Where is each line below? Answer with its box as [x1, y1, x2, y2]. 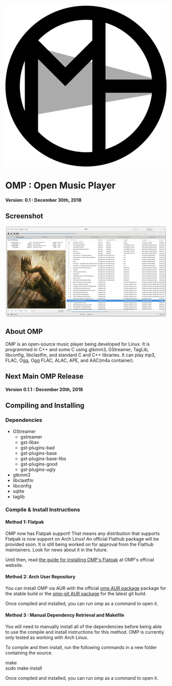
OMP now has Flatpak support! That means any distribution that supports [5, 530, 160, 537]
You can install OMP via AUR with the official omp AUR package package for [5, 585, 166, 591]
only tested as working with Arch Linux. [5, 634, 89, 640]
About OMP [5, 327, 43, 336]
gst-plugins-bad [20, 444, 55, 451]
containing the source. [5, 650, 53, 656]
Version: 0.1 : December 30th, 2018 [5, 197, 82, 203]
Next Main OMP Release [5, 372, 83, 381]
